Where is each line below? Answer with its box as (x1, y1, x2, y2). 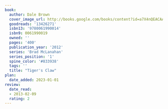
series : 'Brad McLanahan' (9, 49, 64, 54)
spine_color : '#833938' (9, 59, 59, 64)
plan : (5, 73, 16, 78)
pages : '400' (9, 40, 37, 45)
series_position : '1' (9, 54, 55, 59)
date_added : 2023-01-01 (9, 77, 59, 82)
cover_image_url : (9, 17, 46, 22)
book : (5, 7, 16, 13)
